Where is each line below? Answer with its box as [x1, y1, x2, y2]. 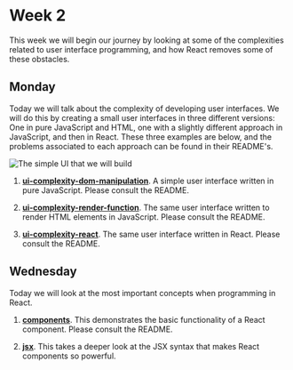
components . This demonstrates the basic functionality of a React [21, 314, 265, 325]
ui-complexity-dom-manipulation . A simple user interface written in [21, 175, 274, 186]
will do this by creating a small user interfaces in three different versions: [9, 112, 275, 123]
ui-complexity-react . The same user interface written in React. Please [21, 229, 281, 239]
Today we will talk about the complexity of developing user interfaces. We [9, 103, 280, 114]
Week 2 [9, 5, 67, 26]
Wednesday [9, 264, 77, 279]
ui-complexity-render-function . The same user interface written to [21, 202, 270, 213]
